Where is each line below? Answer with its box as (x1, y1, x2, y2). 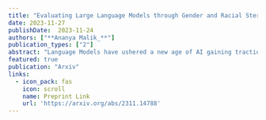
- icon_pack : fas (15, 77, 73, 85)
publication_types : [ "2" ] (8, 41, 93, 49)
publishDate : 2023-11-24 (8, 26, 93, 34)
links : (8, 70, 30, 78)
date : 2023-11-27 (8, 19, 66, 27)
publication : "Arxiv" (8, 63, 80, 71)
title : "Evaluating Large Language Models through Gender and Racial (8, 11, 243, 20)
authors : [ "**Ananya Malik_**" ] (8, 33, 115, 42)
